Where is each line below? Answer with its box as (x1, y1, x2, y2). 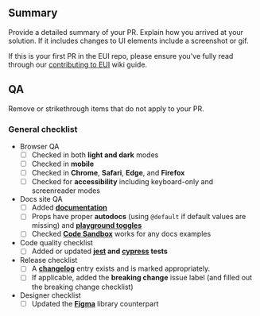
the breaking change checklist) (31, 282, 134, 291)
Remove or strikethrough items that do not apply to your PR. (8, 103, 204, 114)
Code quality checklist (19, 238, 94, 248)
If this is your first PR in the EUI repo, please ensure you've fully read (8, 51, 234, 60)
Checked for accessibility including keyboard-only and (31, 177, 214, 187)
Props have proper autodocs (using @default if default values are (31, 212, 246, 222)
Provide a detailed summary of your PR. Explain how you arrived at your (8, 27, 244, 37)
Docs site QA (19, 195, 63, 204)
